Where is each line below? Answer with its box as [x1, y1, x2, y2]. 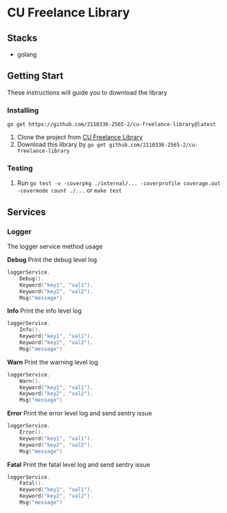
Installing [7, 105, 39, 115]
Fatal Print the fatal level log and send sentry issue [7, 460, 151, 468]
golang [16, 50, 37, 58]
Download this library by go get [16, 141, 106, 149]
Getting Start [7, 70, 64, 82]
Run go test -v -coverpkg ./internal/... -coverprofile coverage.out [16, 179, 221, 187]
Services [7, 206, 47, 217]
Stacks [7, 32, 38, 44]
